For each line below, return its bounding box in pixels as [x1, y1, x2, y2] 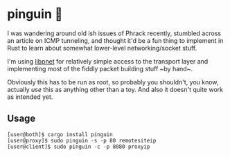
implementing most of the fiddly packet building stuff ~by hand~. [7, 64, 193, 73]
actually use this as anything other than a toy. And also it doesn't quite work [7, 85, 224, 93]
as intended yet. [7, 93, 53, 101]
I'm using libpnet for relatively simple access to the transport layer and [7, 57, 209, 65]
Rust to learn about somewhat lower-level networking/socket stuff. [7, 44, 197, 52]
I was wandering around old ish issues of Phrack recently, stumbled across [7, 29, 222, 37]
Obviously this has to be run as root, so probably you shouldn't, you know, [7, 77, 219, 86]
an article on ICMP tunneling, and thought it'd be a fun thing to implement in [7, 36, 224, 44]
